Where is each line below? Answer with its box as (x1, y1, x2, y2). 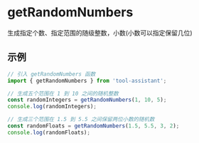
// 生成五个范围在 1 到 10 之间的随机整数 (7, 90, 119, 97)
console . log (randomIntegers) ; (7, 103, 97, 110)
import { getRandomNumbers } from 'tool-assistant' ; (7, 77, 167, 84)
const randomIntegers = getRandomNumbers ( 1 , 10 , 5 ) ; (7, 96, 167, 103)
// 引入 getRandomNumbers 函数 (7, 70, 96, 78)
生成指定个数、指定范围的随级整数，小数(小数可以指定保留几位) (7, 28, 193, 37)
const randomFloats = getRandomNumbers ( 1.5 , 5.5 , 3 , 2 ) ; (7, 122, 180, 130)
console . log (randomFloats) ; (7, 129, 91, 136)
